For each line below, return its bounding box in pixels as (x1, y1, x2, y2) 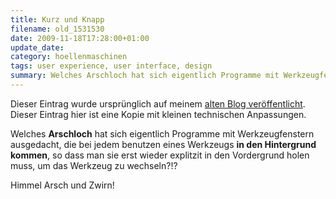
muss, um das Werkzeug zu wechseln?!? (10, 159, 178, 171)
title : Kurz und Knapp (10, 14, 105, 25)
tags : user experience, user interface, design (10, 61, 213, 71)
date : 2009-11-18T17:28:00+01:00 (10, 33, 150, 43)
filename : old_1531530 (10, 24, 105, 34)
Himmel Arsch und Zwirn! (10, 179, 115, 191)
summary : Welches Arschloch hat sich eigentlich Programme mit (10, 71, 280, 81)
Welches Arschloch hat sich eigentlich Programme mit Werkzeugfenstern (10, 127, 315, 140)
